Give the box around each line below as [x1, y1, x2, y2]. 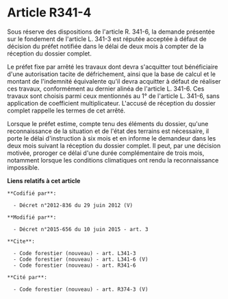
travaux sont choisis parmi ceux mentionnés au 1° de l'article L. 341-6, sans [7, 91, 220, 100]
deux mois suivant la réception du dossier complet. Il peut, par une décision [7, 141, 221, 149]
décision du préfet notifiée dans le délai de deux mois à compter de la [7, 42, 204, 50]
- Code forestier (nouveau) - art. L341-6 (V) [13, 256, 149, 263]
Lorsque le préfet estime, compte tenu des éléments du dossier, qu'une [7, 119, 209, 128]
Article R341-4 [7, 5, 92, 21]
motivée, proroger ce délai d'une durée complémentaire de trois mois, [7, 149, 205, 157]
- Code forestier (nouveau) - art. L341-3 [13, 250, 136, 256]
